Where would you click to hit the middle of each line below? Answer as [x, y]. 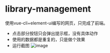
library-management [48, 9]
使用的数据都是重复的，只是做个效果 [49, 39]
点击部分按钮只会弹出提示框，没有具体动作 [55, 33]
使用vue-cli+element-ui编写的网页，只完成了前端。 [56, 23]
